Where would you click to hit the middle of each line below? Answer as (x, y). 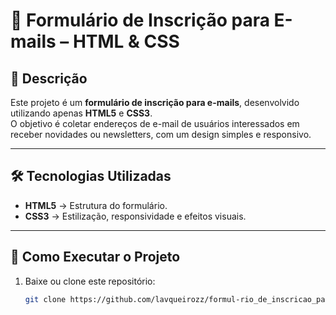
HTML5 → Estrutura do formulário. (96, 205)
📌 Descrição (49, 78)
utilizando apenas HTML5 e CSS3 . (81, 113)
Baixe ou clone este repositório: (90, 281)
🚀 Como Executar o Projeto (95, 257)
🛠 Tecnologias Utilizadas (91, 176)
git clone (45, 299)
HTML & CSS (126, 41)
